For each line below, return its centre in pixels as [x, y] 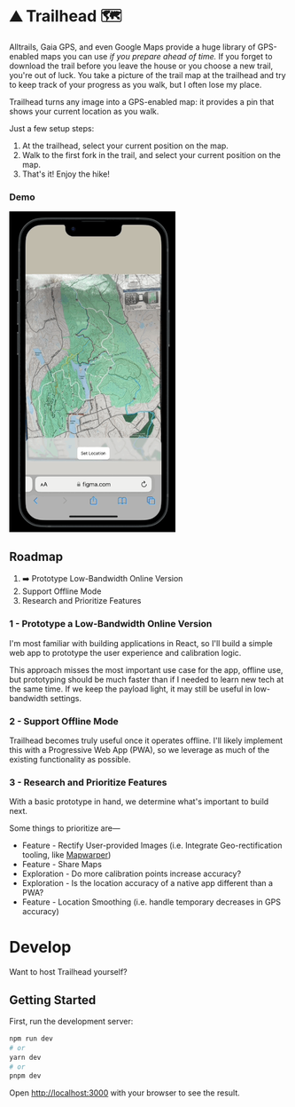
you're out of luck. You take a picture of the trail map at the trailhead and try [147, 75]
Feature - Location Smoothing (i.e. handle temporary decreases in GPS [151, 902]
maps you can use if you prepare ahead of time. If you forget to [156, 56]
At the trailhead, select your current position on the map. [125, 146]
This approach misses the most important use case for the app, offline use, [146, 669]
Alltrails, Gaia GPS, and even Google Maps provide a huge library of [132, 47]
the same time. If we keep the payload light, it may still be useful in [131, 689]
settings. [66, 698]
